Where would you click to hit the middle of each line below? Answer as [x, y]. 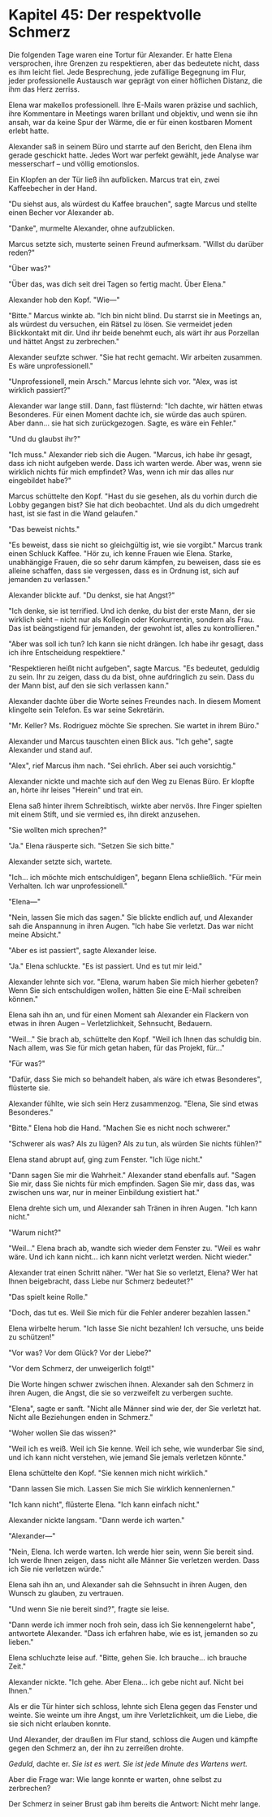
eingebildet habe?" [40, 480]
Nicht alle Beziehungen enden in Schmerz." [81, 1417]
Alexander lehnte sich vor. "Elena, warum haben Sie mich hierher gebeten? [134, 982]
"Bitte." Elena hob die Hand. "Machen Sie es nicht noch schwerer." [119, 1128]
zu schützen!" [32, 1336]
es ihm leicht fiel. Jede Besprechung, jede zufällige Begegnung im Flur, [127, 71]
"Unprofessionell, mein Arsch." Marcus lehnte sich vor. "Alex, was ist [123, 381]
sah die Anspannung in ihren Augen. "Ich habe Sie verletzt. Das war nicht [131, 926]
